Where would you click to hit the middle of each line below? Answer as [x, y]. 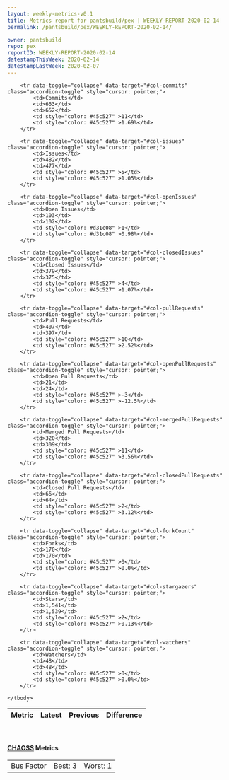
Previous [84, 715]
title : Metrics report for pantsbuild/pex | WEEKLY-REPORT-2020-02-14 [113, 21]
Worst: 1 [98, 766]
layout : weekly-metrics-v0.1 [50, 14]
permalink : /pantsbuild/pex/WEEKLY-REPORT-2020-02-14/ [90, 27]
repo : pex [22, 47]
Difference [124, 715]
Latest [51, 715]
